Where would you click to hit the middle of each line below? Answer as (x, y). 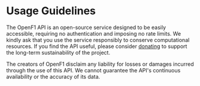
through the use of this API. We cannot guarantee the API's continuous (93, 70)
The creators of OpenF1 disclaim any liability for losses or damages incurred (100, 64)
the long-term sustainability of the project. (58, 52)
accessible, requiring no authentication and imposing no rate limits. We (94, 33)
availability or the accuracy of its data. (53, 77)
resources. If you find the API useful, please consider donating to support (97, 46)
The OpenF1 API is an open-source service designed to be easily (86, 27)
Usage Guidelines (51, 11)
